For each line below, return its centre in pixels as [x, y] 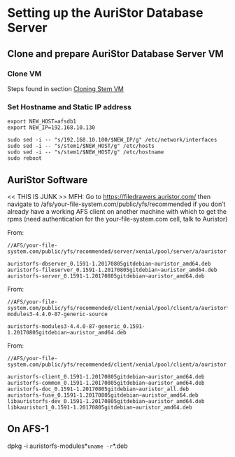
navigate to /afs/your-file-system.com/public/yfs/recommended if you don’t [116, 204]
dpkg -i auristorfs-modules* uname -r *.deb [67, 446]
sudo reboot [24, 158]
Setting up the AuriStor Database [105, 13]
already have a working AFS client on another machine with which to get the [117, 211]
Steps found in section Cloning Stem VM [66, 88]
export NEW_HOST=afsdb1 [42, 122]
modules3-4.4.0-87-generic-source [58, 314]
